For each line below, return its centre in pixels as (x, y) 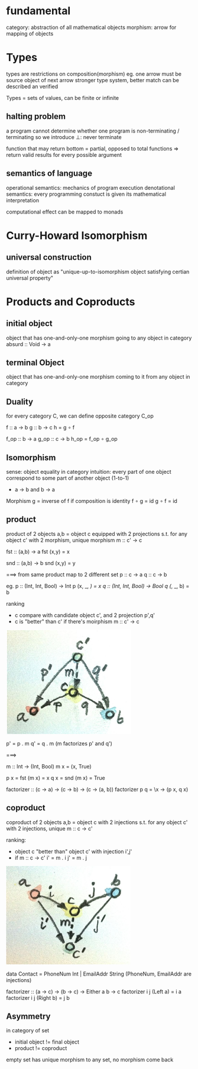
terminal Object (35, 362)
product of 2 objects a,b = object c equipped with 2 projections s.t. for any (97, 534)
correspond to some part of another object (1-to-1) (68, 478)
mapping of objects (30, 33)
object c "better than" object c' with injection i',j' (73, 851)
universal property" (30, 278)
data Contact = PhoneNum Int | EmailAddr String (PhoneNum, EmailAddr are (99, 974)
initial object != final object (47, 1042)
